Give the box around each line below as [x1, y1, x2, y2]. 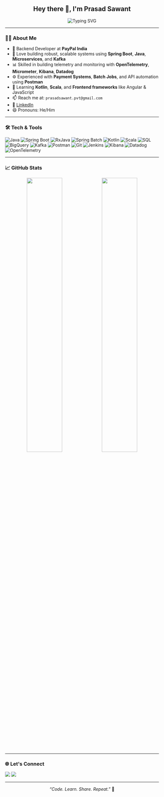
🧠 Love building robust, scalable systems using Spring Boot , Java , [12, 51, 146, 57]
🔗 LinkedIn [12, 102, 34, 108]
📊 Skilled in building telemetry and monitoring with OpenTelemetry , [12, 62, 149, 67]
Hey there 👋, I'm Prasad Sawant [33, 5, 131, 13]
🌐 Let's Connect [5, 760, 45, 767]
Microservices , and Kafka [12, 56, 66, 62]
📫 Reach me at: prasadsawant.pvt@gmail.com [12, 95, 102, 101]
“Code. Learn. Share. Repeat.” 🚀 [49, 786, 115, 792]
